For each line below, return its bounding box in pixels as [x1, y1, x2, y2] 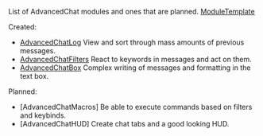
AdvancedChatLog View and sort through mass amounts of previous [19, 37, 245, 47]
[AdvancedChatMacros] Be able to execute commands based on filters [19, 103, 253, 111]
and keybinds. [19, 111, 66, 120]
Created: [8, 22, 37, 31]
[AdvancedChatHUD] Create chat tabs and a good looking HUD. [19, 119, 230, 128]
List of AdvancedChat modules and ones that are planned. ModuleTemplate [8, 7, 256, 16]
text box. [19, 72, 49, 80]
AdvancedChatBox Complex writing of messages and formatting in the [19, 63, 251, 72]
